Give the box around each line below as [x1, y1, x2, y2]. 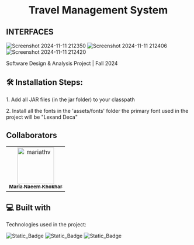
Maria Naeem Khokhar [9, 184, 63, 190]
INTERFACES [6, 27, 54, 37]
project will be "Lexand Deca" [6, 113, 78, 120]
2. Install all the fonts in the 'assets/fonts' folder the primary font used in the [6, 107, 189, 114]
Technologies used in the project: [6, 221, 86, 228]
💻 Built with [6, 203, 51, 213]
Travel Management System [28, 4, 168, 17]
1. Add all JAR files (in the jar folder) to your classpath [6, 96, 136, 103]
